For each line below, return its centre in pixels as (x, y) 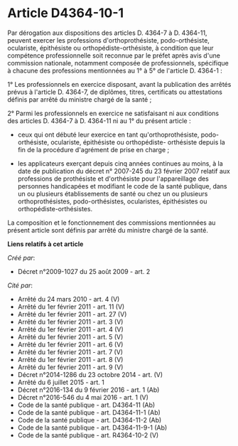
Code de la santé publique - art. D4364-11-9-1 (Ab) (92, 428)
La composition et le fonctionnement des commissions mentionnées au (112, 223)
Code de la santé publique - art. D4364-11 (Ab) (86, 405)
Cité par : (20, 285)
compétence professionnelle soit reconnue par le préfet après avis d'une (114, 55)
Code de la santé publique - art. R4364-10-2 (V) (88, 435)
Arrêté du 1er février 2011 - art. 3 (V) (70, 322)
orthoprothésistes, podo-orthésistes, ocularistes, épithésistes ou (112, 201)
